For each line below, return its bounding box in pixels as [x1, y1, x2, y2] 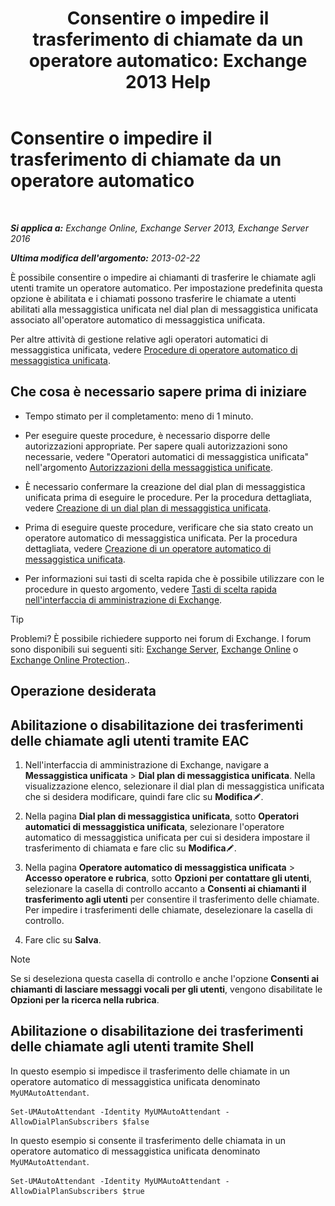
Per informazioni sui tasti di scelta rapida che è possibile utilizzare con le [24, 572, 325, 584]
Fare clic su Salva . [24, 933, 102, 946]
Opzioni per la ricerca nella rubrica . [10, 993, 160, 1006]
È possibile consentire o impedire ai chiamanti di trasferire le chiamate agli [10, 271, 317, 283]
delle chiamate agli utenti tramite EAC [10, 732, 250, 749]
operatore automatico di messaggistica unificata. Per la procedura [24, 532, 298, 544]
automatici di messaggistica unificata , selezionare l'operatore [24, 820, 285, 832]
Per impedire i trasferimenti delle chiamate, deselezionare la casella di [24, 903, 313, 916]
